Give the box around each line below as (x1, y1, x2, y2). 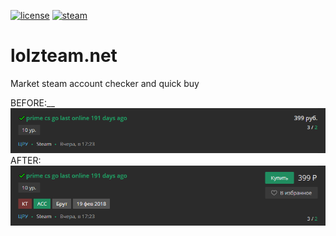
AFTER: (10, 155, 42, 167)
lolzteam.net (10, 45, 118, 67)
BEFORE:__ (10, 96, 55, 109)
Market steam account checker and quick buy (10, 77, 200, 89)
